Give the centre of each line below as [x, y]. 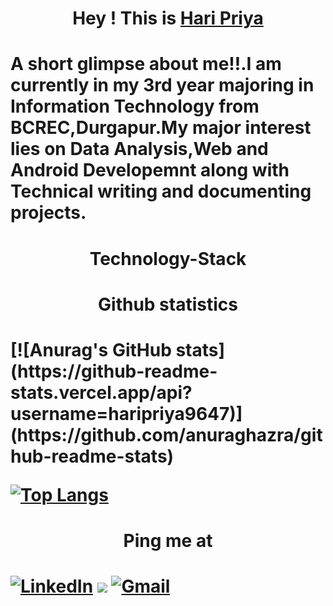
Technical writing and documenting [161, 191]
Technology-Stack [168, 258]
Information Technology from [135, 106]
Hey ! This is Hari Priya [168, 18]
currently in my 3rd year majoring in [162, 85]
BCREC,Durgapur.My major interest [161, 128]
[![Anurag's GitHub [91, 349]
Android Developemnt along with [150, 170]
